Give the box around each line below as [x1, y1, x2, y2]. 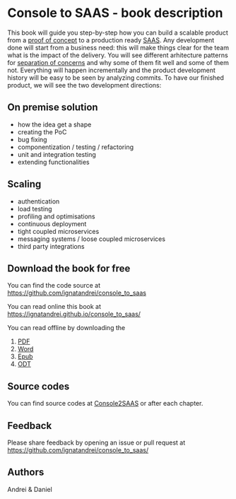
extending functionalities [17, 158, 90, 166]
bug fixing [17, 135, 47, 143]
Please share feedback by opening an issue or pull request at [7, 438, 186, 447]
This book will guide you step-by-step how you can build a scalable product [7, 28, 228, 37]
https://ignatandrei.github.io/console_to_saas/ [7, 310, 141, 319]
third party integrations [17, 242, 85, 250]
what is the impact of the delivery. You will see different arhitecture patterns [7, 51, 228, 59]
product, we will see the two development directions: [7, 81, 162, 89]
